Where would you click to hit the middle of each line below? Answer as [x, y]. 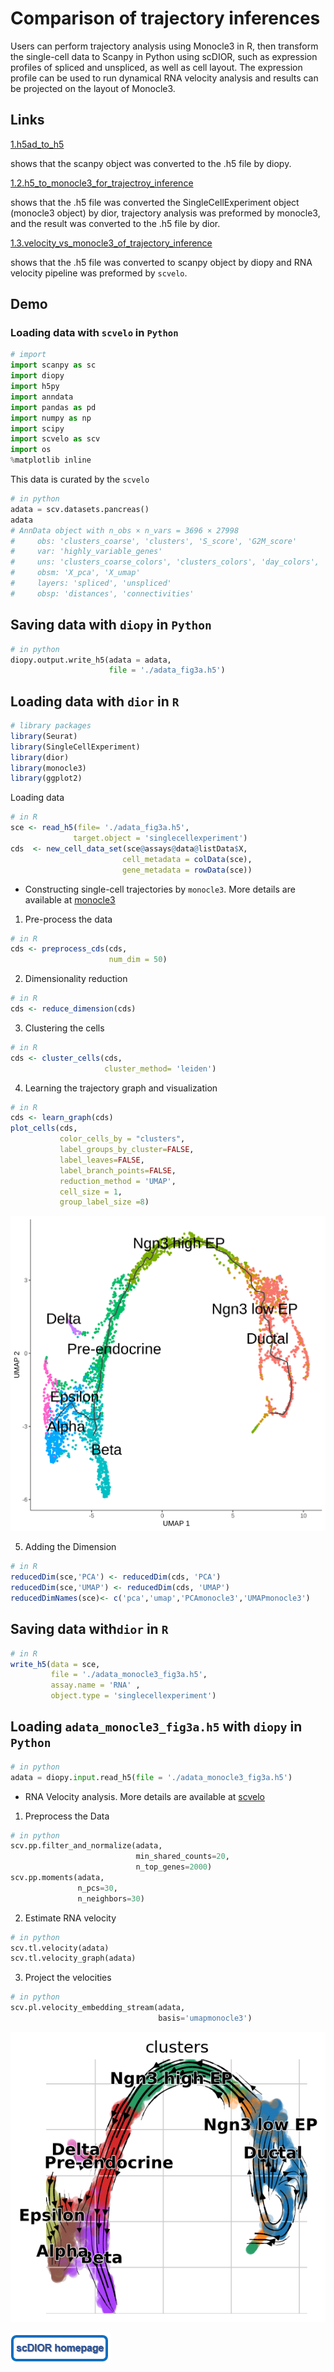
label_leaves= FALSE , [102, 1160]
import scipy [37, 428]
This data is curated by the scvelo [80, 479]
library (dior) [40, 757]
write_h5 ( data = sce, [55, 1664]
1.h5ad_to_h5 [37, 144]
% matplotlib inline [51, 460]
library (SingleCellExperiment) [75, 747]
